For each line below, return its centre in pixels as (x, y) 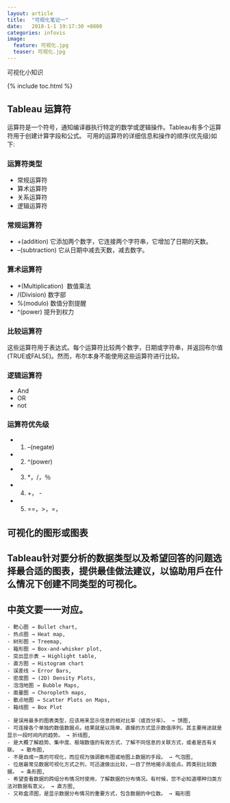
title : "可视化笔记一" (38, 20)
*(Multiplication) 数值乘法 (54, 286)
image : (16, 39)
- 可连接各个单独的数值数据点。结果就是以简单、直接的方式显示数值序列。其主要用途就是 (115, 728)
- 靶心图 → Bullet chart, (42, 627)
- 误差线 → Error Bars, (39, 671)
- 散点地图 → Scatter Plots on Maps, (59, 700)
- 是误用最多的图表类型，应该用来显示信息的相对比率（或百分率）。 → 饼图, (99, 721)
